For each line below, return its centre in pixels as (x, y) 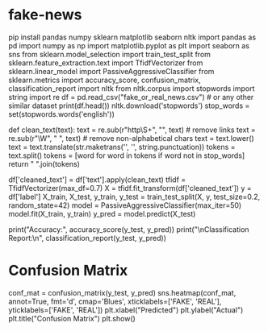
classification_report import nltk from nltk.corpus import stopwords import (132, 88)
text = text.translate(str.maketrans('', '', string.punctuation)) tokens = (122, 147)
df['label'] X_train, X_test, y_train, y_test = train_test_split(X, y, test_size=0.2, (134, 197)
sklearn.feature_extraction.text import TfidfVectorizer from (106, 63)
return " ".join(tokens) (44, 163)
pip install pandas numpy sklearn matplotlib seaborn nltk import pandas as (132, 37)
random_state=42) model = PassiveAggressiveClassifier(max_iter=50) (125, 205)
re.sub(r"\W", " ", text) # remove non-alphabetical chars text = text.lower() (131, 138)
